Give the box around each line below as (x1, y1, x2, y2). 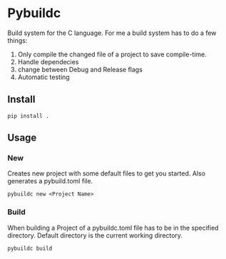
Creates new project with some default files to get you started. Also (7, 169, 205, 178)
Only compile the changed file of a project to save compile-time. (17, 50, 207, 59)
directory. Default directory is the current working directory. (7, 230, 183, 240)
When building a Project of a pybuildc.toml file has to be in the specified (7, 223, 219, 232)
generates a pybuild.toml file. (7, 177, 93, 186)
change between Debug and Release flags (17, 65, 143, 73)
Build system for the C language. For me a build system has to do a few (7, 29, 217, 37)
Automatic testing (17, 73, 70, 81)
